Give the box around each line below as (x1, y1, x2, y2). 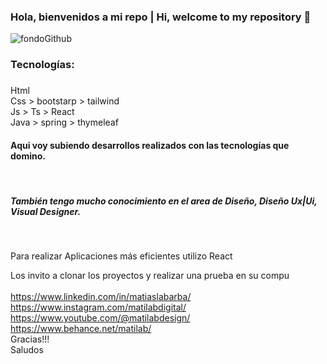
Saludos (10, 344, 44, 356)
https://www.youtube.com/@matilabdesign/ (10, 312, 191, 324)
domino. (10, 150, 46, 162)
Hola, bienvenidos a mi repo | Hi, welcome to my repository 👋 (10, 10, 312, 24)
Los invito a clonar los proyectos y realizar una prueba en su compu (10, 270, 290, 282)
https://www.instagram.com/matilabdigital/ (10, 301, 187, 314)
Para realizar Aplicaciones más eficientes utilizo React (10, 250, 233, 262)
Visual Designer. (10, 205, 82, 217)
